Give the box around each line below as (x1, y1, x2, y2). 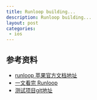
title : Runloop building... (6, 8, 76, 15)
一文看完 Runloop (14, 79, 58, 86)
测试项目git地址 (14, 86, 53, 93)
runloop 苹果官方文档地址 (14, 71, 77, 78)
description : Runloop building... (6, 14, 92, 20)
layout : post (6, 20, 39, 26)
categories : (6, 25, 36, 32)
